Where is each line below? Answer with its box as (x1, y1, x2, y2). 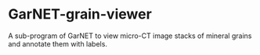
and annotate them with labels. (8, 39, 108, 48)
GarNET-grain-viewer (8, 5, 153, 23)
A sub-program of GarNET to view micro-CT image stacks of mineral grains (8, 31, 252, 40)
